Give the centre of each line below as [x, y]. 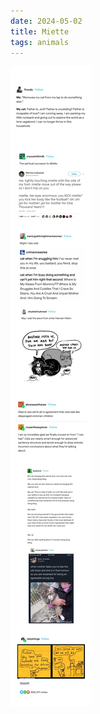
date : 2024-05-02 [46, 21]
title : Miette [40, 31]
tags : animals [40, 42]
